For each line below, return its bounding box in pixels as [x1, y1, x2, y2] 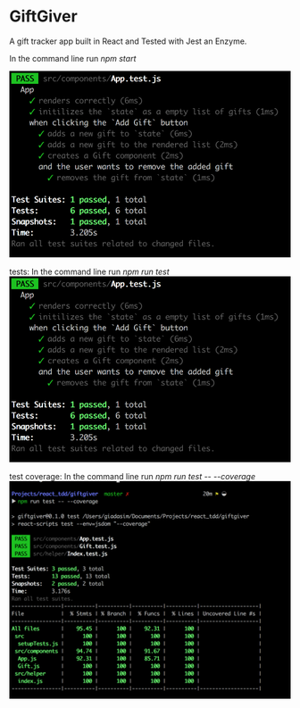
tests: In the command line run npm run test [9, 266, 170, 277]
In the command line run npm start [9, 53, 137, 63]
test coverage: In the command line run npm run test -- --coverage [9, 471, 256, 482]
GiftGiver [9, 6, 78, 27]
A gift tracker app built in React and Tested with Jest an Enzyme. [9, 36, 247, 46]
